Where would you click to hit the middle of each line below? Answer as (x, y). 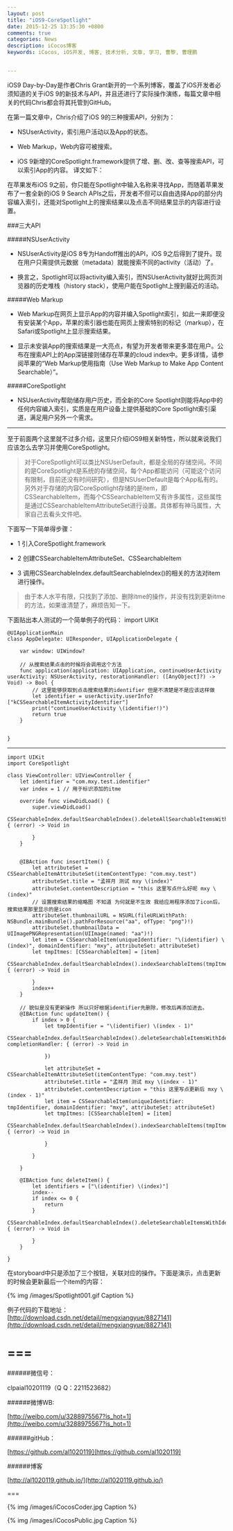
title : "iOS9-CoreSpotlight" (49, 20)
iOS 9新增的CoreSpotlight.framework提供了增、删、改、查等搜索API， (118, 161)
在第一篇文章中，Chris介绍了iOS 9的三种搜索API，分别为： (91, 117)
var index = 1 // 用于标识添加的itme (70, 789)
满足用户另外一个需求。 (63, 417)
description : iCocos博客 (42, 46)
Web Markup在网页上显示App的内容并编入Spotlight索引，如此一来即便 (118, 313)
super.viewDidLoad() (62, 807)
